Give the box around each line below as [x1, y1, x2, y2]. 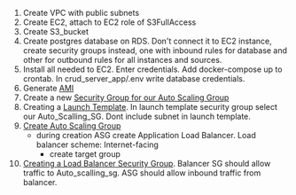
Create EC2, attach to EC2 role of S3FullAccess [22, 17, 197, 27]
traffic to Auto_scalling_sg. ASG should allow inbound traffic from [22, 168, 261, 178]
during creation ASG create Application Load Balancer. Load [35, 130, 256, 140]
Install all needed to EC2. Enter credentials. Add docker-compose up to [22, 64, 283, 74]
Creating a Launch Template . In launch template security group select [22, 102, 278, 112]
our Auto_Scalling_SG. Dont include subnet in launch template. [22, 111, 252, 121]
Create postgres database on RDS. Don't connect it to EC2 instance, [22, 35, 273, 46]
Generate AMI [22, 83, 74, 93]
